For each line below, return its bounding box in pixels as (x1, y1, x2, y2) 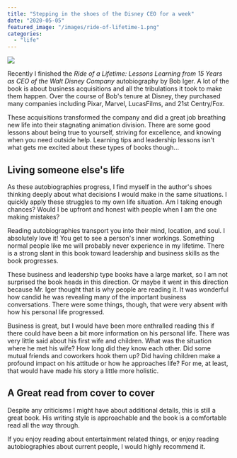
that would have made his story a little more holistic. (7, 366, 159, 375)
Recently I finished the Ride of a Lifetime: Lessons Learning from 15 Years (7, 69, 223, 78)
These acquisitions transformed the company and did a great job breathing (7, 113, 226, 122)
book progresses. (7, 256, 59, 265)
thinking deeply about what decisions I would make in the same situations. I (7, 190, 228, 198)
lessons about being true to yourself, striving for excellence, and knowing (7, 128, 221, 137)
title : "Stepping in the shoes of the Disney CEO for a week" (7, 10, 195, 18)
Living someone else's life (7, 164, 125, 176)
